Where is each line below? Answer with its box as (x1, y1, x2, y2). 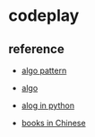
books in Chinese (21, 118, 86, 128)
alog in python (21, 100, 75, 111)
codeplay (8, 5, 80, 26)
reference (8, 41, 65, 57)
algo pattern (21, 65, 67, 76)
